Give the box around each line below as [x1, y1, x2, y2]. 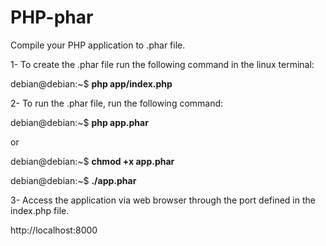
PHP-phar [10, 6, 94, 29]
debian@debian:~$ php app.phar [10, 116, 149, 128]
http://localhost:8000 [10, 224, 98, 236]
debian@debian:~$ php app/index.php [10, 77, 173, 90]
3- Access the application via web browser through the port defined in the [10, 194, 316, 206]
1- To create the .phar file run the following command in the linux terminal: [10, 58, 315, 70]
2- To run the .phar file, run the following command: [10, 97, 224, 109]
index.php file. [10, 204, 70, 216]
